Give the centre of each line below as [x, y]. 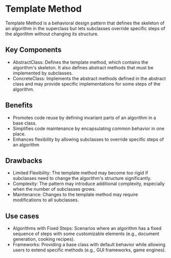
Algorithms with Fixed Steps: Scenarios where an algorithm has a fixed [87, 228]
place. [19, 134]
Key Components [33, 50]
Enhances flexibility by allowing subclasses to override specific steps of [88, 139]
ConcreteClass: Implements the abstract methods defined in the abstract [89, 78]
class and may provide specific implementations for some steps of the [87, 84]
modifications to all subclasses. [46, 200]
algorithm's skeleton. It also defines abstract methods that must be [83, 67]
